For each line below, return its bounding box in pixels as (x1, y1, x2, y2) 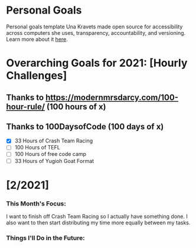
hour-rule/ (6, 102, 45, 112)
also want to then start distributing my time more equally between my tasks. (6, 219, 191, 226)
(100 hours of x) (46, 102, 106, 112)
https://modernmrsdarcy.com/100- (45, 92, 179, 102)
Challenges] (6, 69, 67, 83)
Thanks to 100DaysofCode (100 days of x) (6, 122, 164, 132)
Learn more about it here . (6, 35, 68, 43)
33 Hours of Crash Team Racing (14, 137, 93, 145)
